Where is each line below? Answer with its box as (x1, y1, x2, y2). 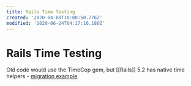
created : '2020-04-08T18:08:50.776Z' (6, 15, 103, 21)
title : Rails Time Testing (6, 8, 75, 15)
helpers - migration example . (6, 73, 80, 80)
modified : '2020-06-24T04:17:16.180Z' (6, 20, 105, 26)
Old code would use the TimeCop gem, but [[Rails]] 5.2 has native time (6, 66, 185, 73)
